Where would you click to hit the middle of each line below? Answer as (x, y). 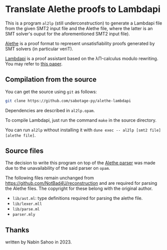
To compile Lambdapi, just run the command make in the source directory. (81, 120)
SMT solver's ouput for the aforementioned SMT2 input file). (68, 34)
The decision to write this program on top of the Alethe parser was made (80, 163)
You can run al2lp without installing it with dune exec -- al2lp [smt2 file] (83, 130)
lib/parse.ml (26, 209)
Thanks (17, 230)
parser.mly (24, 215)
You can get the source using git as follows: (51, 92)
